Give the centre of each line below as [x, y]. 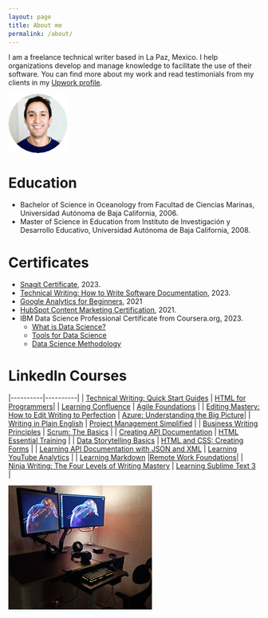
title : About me [35, 25]
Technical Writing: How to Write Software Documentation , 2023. [125, 293]
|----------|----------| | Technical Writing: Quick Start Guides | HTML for [127, 398]
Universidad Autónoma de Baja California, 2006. [99, 213]
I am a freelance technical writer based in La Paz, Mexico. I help [113, 57]
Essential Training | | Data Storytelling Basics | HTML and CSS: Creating [126, 441]
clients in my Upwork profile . [55, 83]
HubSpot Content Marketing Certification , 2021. [98, 310]
